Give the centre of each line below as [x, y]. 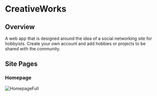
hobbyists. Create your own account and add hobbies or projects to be [75, 44]
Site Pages [21, 64]
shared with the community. [33, 49]
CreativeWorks [36, 9]
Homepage [18, 78]
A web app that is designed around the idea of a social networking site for [78, 38]
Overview [20, 27]
